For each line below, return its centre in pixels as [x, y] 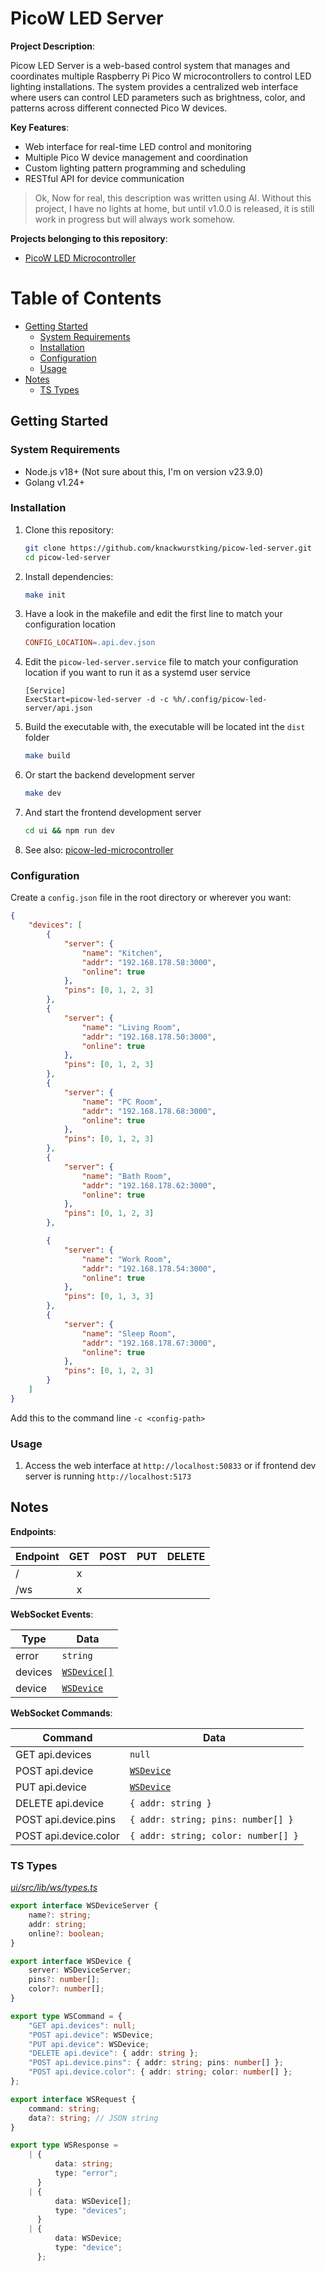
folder [37, 738]
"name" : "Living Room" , [131, 1027]
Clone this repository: [69, 529]
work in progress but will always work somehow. [134, 219]
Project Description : [53, 46]
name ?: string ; [60, 1915]
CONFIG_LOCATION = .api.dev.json [90, 643]
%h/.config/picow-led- [220, 700]
